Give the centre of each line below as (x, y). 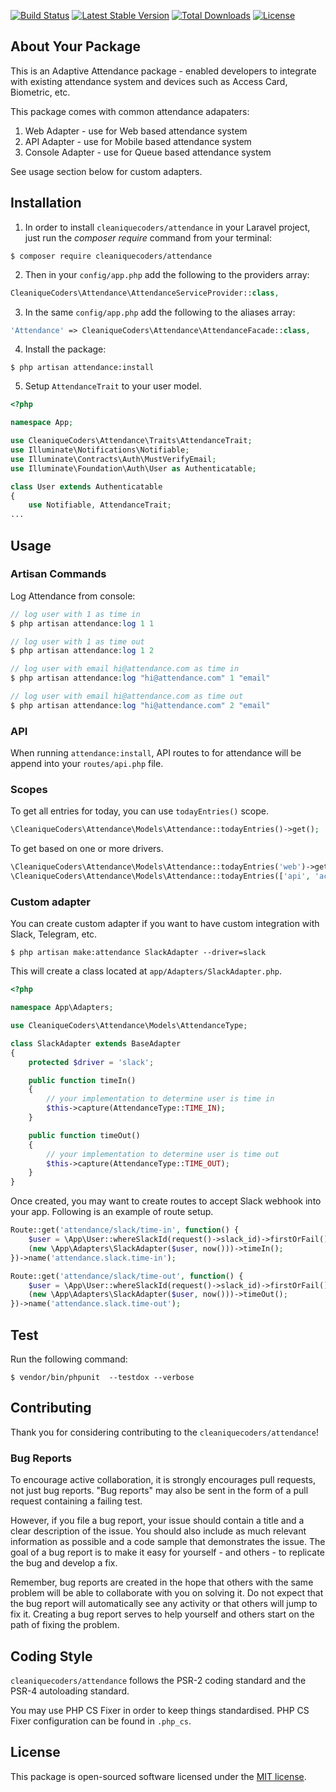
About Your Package (76, 46)
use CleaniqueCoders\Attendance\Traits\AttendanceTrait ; (131, 441)
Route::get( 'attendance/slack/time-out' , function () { (127, 1276)
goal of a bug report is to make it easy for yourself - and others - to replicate (167, 1552)
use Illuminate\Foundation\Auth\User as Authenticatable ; (133, 468)
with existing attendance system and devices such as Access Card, (149, 81)
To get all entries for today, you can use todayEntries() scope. (139, 811)
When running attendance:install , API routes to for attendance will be (156, 753)
